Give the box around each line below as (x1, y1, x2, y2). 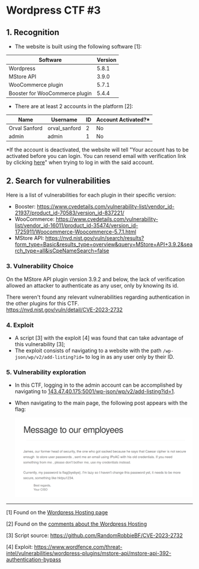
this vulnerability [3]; (14, 340, 65, 347)
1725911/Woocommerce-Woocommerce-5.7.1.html (14, 228, 136, 235)
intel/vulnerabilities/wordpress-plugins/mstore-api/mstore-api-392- (6, 550, 172, 557)
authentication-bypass (6, 556, 61, 563)
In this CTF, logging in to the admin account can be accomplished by (14, 381, 182, 389)
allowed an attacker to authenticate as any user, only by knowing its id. (6, 282, 179, 289)
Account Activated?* (96, 116, 150, 123)
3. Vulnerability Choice (6, 262, 74, 270)
